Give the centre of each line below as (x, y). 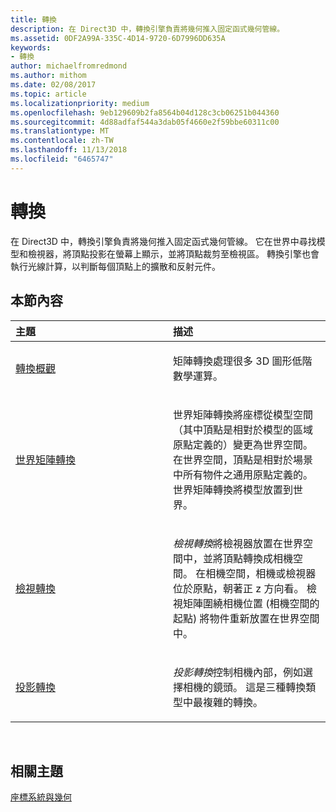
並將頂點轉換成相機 (248, 558)
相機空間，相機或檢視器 (261, 573)
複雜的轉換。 (233, 702)
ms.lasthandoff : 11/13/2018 (69, 150)
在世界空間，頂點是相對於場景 (243, 459)
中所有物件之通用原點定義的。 (243, 474)
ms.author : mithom (48, 76)
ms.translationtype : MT (60, 131)
